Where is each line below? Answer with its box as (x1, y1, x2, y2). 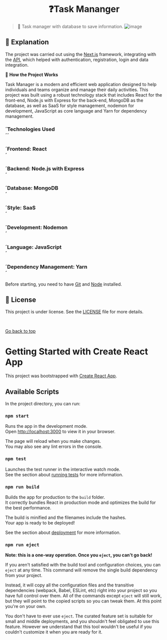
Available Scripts (5, 387, 59, 396)
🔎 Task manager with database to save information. (17, 23, 123, 30)
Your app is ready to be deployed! (5, 519, 75, 525)
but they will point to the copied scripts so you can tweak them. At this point (5, 598, 161, 604)
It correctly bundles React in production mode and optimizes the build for (5, 499, 156, 505)
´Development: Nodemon (5, 224, 68, 231)
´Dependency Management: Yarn (5, 263, 87, 270)
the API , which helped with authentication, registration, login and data (5, 57, 148, 63)
